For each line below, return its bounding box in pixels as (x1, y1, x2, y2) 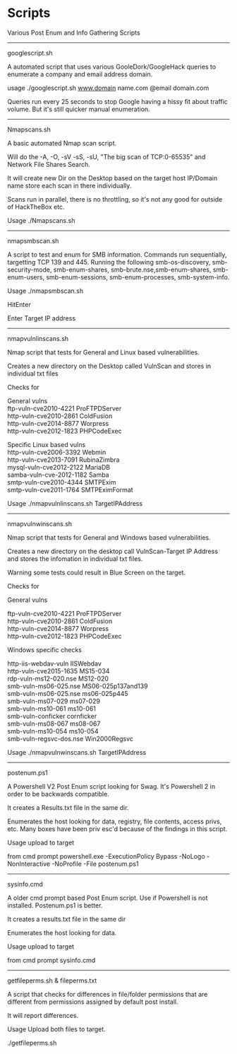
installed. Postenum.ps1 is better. (7, 900, 103, 910)
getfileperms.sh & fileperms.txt (7, 976, 97, 985)
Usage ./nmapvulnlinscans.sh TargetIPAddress (7, 499, 143, 507)
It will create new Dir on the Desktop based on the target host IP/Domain (7, 173, 217, 182)
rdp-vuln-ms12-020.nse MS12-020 (7, 674, 109, 683)
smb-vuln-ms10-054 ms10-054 (7, 726, 99, 735)
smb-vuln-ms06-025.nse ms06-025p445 (7, 689, 128, 697)
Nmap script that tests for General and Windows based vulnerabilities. (7, 533, 211, 542)
